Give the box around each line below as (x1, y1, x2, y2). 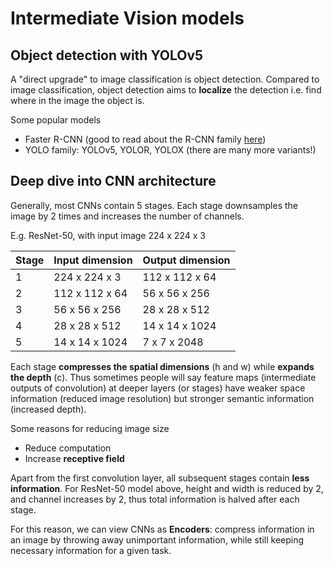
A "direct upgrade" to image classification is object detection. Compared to (10, 73, 320, 85)
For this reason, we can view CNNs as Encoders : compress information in (10, 523, 315, 535)
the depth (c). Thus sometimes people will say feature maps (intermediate (10, 371, 317, 383)
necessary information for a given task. (10, 544, 172, 556)
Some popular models (10, 114, 102, 126)
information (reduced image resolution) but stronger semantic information (10, 392, 315, 404)
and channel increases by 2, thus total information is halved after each (10, 493, 300, 505)
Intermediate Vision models (10, 7, 245, 30)
